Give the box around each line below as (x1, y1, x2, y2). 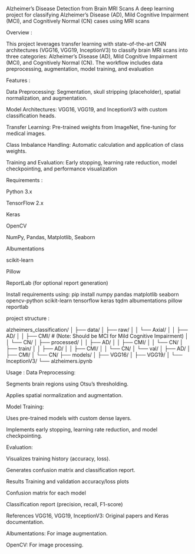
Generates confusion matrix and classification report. (6, 467, 135, 473)
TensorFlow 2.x (6, 200, 44, 206)
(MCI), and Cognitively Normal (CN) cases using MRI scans (6, 18, 150, 24)
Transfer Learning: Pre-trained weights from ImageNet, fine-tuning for (6, 124, 177, 130)
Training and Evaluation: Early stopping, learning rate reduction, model (6, 159, 177, 166)
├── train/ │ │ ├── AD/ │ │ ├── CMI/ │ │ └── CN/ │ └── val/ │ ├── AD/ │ (6, 345, 191, 352)
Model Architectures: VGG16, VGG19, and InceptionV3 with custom (6, 106, 168, 113)
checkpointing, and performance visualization (6, 165, 118, 172)
